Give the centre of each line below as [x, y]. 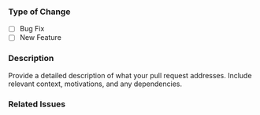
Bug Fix [32, 29]
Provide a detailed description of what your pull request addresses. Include [130, 75]
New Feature [40, 38]
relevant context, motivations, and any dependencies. [95, 84]
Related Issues [37, 104]
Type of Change [39, 12]
